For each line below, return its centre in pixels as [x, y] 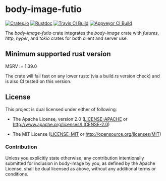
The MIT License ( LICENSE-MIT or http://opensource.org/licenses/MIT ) [87, 134]
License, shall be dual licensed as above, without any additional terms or [81, 168]
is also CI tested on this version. [38, 81]
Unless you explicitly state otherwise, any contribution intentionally [75, 158]
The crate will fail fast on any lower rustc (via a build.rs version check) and [82, 76]
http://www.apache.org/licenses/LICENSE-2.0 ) [61, 124]
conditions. [17, 174]
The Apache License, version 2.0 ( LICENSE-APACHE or [70, 119]
